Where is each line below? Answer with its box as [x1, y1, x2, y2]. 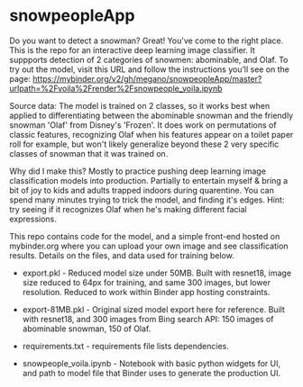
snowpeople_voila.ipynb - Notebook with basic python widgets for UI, [22, 357, 281, 369]
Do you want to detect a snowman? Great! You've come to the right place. [9, 35, 284, 46]
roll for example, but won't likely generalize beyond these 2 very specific [9, 139, 280, 149]
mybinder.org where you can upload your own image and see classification [9, 240, 289, 251]
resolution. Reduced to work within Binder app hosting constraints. [22, 286, 271, 297]
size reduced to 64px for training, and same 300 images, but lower [22, 276, 271, 288]
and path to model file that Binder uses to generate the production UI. [22, 367, 281, 378]
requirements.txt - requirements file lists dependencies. [22, 340, 230, 351]
